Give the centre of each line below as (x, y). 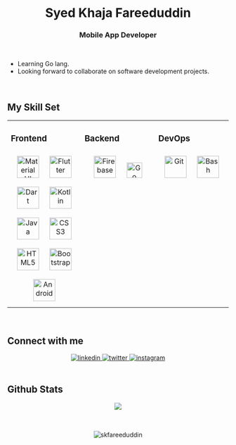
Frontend (29, 138)
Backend (102, 138)
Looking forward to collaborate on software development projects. (113, 71)
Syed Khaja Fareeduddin (118, 13)
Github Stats (35, 390)
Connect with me (46, 340)
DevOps (175, 138)
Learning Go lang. (43, 64)
